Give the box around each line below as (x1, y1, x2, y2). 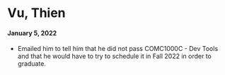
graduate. (17, 59, 46, 68)
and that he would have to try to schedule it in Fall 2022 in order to (17, 52, 212, 61)
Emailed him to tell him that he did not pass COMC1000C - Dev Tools (17, 45, 219, 53)
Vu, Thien (7, 5, 66, 21)
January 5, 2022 (7, 28, 57, 37)
